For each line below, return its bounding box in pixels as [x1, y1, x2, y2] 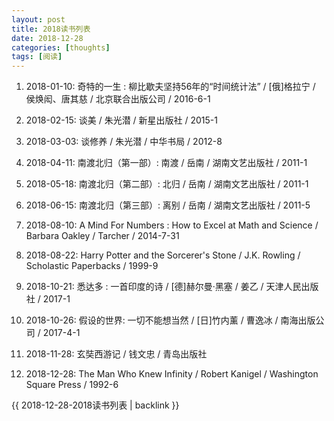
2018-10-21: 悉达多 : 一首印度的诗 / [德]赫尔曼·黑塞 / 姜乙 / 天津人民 [25, 281, 302, 293]
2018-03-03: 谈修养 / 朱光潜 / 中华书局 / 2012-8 [25, 136, 223, 148]
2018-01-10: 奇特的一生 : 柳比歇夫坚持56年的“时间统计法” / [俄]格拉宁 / [25, 81, 316, 93]
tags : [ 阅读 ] [11, 52, 63, 62]
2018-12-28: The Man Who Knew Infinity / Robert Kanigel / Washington [25, 368, 319, 380]
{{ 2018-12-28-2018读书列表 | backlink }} [11, 399, 180, 411]
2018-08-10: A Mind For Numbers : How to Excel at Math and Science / [25, 219, 319, 231]
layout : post [11, 14, 66, 25]
